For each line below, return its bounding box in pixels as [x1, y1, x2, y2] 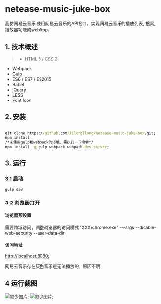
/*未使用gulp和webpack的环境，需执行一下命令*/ [5, 140, 94, 145]
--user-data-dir [33, 230, 65, 236]
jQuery [12, 87, 26, 93]
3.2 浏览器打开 [5, 199, 40, 206]
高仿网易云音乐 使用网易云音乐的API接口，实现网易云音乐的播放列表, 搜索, [5, 20, 156, 26]
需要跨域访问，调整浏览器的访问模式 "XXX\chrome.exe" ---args [5, 224, 135, 230]
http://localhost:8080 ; [5, 253, 50, 259]
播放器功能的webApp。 [5, 26, 53, 33]
